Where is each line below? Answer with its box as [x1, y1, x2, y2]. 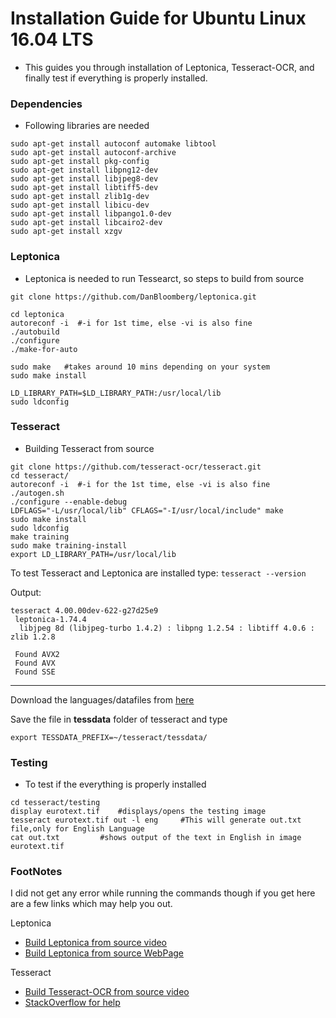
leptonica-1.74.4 [14, 614, 87, 624]
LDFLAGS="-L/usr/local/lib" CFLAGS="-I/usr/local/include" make [10, 505, 284, 516]
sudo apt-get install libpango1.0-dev [10, 209, 172, 219]
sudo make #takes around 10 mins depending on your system [10, 362, 271, 372]
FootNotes [10, 865, 63, 879]
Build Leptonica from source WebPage [24, 947, 184, 959]
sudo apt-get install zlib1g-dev [10, 192, 150, 202]
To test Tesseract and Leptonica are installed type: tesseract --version [10, 567, 307, 579]
